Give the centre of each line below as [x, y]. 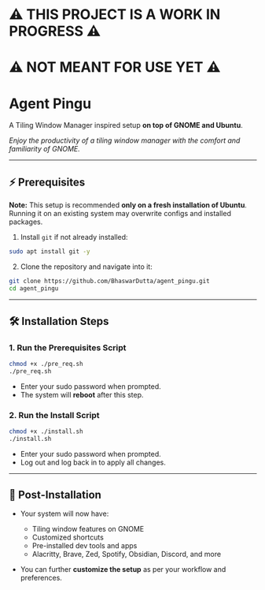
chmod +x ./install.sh [46, 431]
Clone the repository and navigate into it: [86, 267]
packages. [26, 222]
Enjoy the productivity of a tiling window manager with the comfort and [125, 140]
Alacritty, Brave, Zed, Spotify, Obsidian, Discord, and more [127, 555]
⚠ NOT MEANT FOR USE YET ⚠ [115, 67]
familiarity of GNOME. [45, 149]
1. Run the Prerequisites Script [68, 348]
